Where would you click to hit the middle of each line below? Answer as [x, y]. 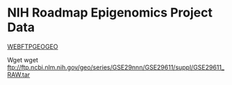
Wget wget [23, 59]
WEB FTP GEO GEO [33, 46]
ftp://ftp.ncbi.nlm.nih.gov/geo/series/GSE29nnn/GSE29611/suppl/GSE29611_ [116, 67]
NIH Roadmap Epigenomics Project [110, 13]
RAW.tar [19, 75]
